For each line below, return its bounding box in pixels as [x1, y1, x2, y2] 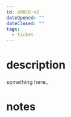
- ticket [12, 32, 34, 38]
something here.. [6, 78, 49, 86]
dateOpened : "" [6, 15, 45, 21]
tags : [6, 26, 20, 32]
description [6, 58, 66, 72]
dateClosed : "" [6, 20, 45, 26]
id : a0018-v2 [6, 9, 39, 15]
